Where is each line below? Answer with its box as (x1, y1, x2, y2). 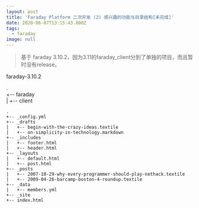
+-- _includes (6, 135, 42, 141)
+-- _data (6, 182, 31, 188)
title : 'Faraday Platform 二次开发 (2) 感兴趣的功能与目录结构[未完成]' (6, 14, 175, 20)
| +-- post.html (6, 161, 52, 167)
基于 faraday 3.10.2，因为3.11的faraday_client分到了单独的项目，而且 (20, 54, 188, 60)
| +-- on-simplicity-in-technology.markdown (6, 129, 124, 135)
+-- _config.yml (6, 114, 46, 120)
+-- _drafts (6, 119, 36, 125)
